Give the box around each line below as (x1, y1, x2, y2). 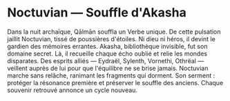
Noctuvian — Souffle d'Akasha (7, 5, 186, 21)
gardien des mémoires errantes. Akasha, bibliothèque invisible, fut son (7, 42, 208, 50)
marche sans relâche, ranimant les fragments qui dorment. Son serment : (7, 71, 215, 80)
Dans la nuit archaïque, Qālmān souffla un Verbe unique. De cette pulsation (7, 27, 221, 36)
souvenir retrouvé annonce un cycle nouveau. (7, 86, 138, 94)
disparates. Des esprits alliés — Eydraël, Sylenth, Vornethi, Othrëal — (7, 56, 204, 65)
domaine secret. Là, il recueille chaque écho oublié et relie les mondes (7, 49, 208, 58)
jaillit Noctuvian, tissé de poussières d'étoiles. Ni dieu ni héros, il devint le (7, 34, 215, 43)
